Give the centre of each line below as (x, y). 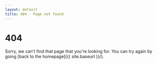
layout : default (21, 9)
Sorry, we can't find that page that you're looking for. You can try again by (79, 51)
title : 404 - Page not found (34, 14)
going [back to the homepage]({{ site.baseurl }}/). (55, 57)
